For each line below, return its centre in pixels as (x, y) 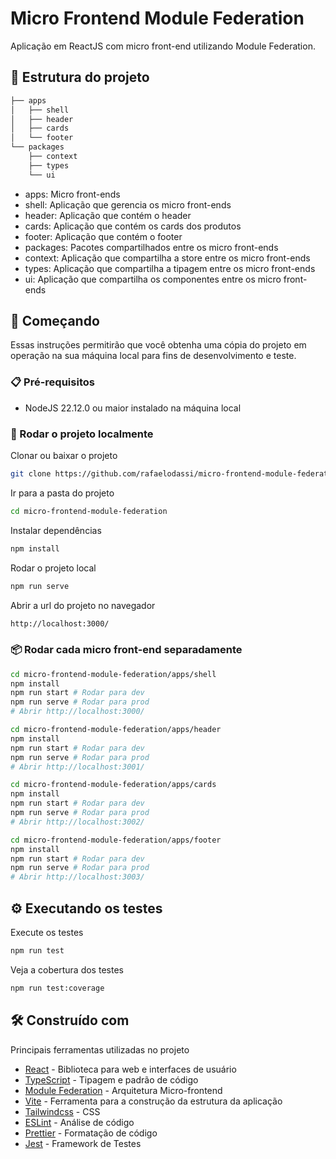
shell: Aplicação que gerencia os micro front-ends (128, 204)
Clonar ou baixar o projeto (64, 456)
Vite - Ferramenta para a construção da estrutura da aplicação (153, 1101)
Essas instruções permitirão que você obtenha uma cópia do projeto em (158, 345)
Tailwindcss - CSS (62, 1111)
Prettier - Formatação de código (91, 1133)
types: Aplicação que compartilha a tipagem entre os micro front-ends (170, 268)
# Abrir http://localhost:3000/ (77, 712)
